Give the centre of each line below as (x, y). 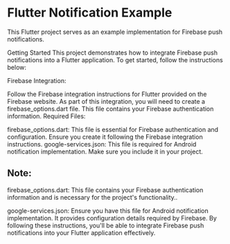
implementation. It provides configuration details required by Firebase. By (112, 218)
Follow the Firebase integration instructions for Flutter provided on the (107, 94)
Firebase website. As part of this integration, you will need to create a (106, 101)
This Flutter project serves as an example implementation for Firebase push (115, 32)
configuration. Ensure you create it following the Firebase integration (105, 137)
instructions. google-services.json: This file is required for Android (102, 144)
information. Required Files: (46, 116)
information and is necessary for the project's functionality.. (92, 197)
